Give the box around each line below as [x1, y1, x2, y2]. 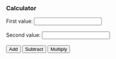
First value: [6, 18, 33, 25]
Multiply [50, 46, 67, 53]
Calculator [6, 4, 37, 12]
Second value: [6, 32, 41, 39]
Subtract [25, 46, 44, 53]
